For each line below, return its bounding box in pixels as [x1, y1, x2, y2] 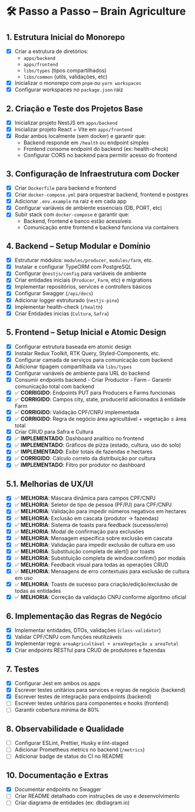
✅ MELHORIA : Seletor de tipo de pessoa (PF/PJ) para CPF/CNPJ [14, 501, 172, 509]
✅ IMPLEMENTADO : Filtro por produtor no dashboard [14, 461, 146, 468]
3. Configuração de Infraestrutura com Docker [6, 169, 180, 179]
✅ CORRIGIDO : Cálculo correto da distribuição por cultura [14, 455, 156, 462]
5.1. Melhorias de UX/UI [6, 478, 94, 489]
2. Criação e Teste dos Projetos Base [6, 104, 143, 114]
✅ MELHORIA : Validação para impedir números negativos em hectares [14, 508, 187, 515]
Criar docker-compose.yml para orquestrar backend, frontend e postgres [14, 191, 189, 198]
